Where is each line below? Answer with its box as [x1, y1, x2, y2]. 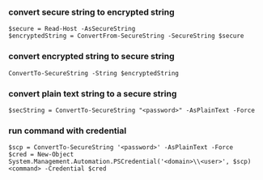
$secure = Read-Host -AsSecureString [8, 25, 136, 33]
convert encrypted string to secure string [8, 51, 175, 62]
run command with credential [8, 125, 127, 136]
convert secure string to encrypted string [8, 6, 175, 18]
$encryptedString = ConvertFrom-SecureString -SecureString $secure [8, 32, 244, 41]
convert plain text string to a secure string [8, 88, 177, 99]
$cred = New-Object [8, 151, 74, 159]
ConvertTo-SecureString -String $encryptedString [8, 69, 180, 77]
